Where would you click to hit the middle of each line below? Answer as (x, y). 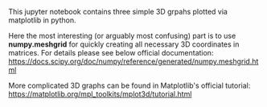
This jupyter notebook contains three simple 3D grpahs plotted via (118, 12)
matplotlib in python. (42, 20)
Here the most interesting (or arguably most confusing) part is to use (122, 36)
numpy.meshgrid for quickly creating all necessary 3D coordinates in (124, 44)
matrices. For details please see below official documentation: (111, 53)
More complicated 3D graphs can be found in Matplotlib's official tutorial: (129, 85)
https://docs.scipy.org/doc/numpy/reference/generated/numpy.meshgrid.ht (133, 61)
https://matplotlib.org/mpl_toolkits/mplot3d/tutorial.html (100, 94)
